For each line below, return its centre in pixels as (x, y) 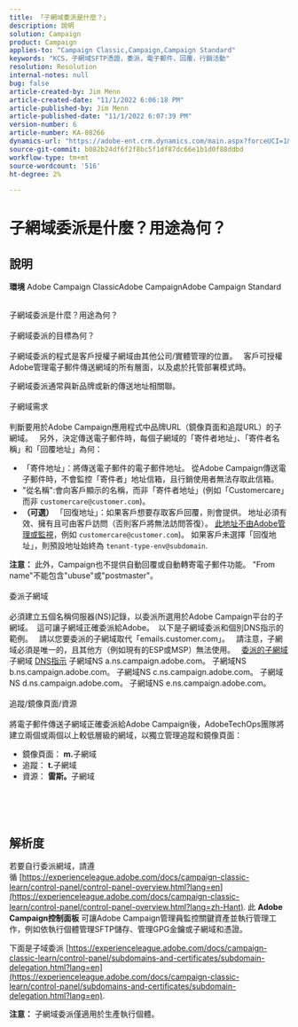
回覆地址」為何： (71, 450)
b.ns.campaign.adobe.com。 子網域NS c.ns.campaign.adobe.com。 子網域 (146, 672)
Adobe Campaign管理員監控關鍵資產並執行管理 (183, 918)
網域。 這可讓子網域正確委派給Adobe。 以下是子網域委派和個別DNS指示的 (146, 628)
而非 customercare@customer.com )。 (86, 501)
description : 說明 (42, 26)
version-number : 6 (43, 125)
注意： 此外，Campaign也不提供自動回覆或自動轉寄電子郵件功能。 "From (142, 565)
